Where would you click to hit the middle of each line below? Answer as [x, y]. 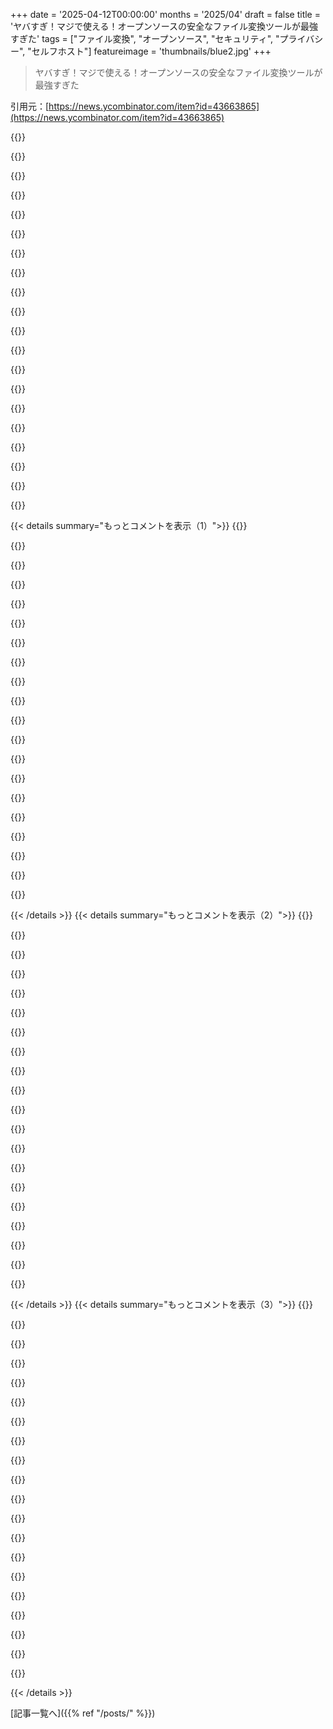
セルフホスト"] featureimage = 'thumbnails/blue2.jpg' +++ [151, 51]
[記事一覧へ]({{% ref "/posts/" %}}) [83, 1713]
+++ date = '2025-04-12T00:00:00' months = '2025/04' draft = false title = [165, 14]
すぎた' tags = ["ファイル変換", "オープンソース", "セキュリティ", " [145, 38]
